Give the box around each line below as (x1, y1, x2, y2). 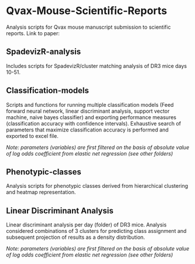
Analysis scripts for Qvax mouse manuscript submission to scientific (6, 23, 171, 31)
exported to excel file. (6, 132, 59, 139)
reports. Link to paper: (6, 29, 60, 36)
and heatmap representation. (6, 189, 76, 196)
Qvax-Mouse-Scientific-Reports (6, 4, 167, 18)
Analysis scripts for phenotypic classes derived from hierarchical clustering (6, 182, 189, 189)
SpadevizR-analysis (6, 47, 81, 57)
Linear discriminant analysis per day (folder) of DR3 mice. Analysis (6, 221, 167, 228)
